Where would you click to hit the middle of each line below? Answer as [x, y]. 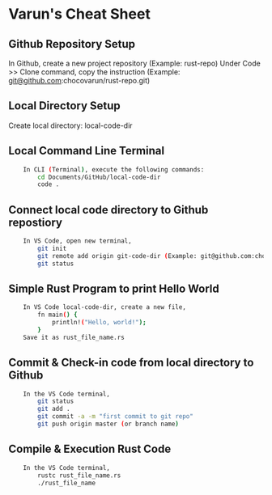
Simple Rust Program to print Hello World [114, 288]
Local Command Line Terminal [86, 151]
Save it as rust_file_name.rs [74, 337]
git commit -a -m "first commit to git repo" [116, 417]
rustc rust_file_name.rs [79, 475]
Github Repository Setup [72, 44]
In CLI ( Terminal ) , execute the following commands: [114, 169]
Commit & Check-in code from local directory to [131, 363]
